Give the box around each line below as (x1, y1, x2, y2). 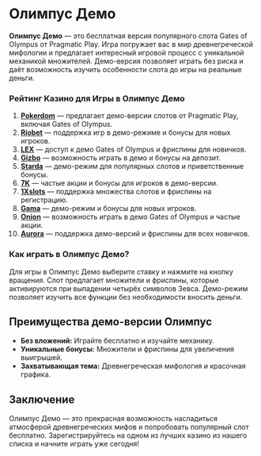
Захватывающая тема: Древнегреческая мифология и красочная (20, 362, 246, 371)
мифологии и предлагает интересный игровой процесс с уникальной (9, 48, 244, 57)
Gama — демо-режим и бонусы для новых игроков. (20, 204, 197, 213)
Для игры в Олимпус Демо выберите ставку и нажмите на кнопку (9, 266, 234, 276)
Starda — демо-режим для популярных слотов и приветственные (20, 162, 244, 171)
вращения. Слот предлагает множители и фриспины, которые (9, 275, 220, 285)
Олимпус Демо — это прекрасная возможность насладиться (9, 414, 218, 423)
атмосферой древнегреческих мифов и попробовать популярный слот (9, 422, 249, 432)
